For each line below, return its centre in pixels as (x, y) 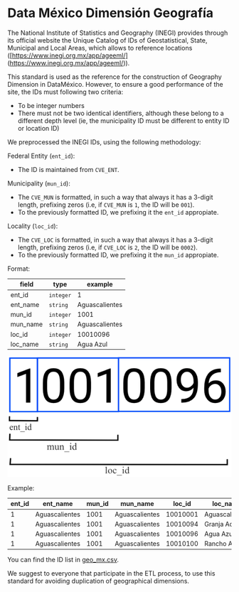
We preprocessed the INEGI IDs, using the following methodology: (104, 142)
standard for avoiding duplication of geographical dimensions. (99, 581)
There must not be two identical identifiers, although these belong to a (121, 113)
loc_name (25, 344)
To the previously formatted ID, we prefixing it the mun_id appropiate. (118, 254)
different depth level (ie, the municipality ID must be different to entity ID (123, 120)
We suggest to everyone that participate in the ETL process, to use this (111, 573)
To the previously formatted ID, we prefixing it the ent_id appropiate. (118, 212)
